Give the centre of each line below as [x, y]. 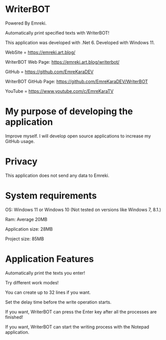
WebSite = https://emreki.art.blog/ [40, 52]
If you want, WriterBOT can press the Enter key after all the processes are [81, 311]
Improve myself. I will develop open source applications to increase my [78, 136]
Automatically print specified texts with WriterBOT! [57, 33]
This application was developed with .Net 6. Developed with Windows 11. [80, 42]
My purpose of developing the [69, 112]
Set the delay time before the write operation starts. [58, 302]
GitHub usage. [20, 141]
